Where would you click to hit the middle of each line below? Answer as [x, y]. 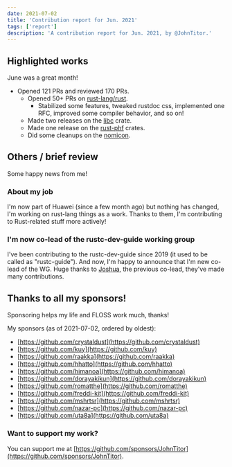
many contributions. [36, 276]
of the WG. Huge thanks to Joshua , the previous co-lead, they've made [123, 269]
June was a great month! [43, 78]
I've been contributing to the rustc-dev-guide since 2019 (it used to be [107, 254]
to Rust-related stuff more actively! [57, 222]
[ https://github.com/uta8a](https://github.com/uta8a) [93, 416]
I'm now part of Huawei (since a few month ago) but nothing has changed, [113, 207]
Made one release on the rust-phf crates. [86, 128]
